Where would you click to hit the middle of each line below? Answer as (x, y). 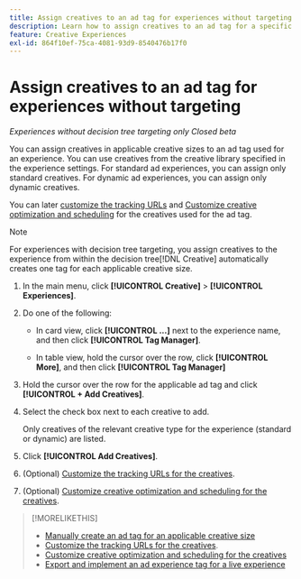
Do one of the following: (67, 313)
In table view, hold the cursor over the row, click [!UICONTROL (152, 358)
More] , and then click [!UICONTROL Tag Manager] (131, 367)
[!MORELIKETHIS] (64, 519)
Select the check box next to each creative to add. (116, 412)
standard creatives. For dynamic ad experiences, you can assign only (138, 178)
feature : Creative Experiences (68, 34)
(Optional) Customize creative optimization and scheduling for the (145, 492)
